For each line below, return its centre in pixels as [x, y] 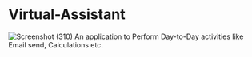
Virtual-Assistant [67, 15]
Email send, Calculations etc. [56, 44]
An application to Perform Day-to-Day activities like [159, 36]
